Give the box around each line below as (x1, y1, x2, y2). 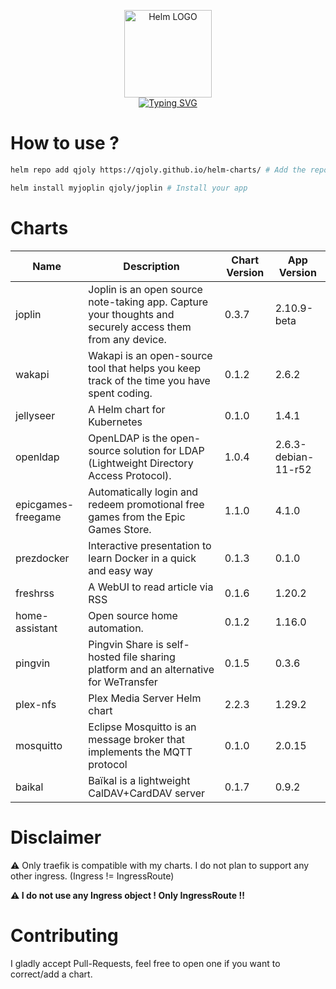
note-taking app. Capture (88, 295, 209, 309)
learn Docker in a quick (88, 551, 197, 565)
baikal (15, 780, 44, 794)
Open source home (88, 608, 178, 622)
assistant (15, 621, 58, 635)
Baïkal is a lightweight (88, 773, 191, 787)
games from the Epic (88, 510, 186, 524)
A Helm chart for (88, 402, 166, 416)
